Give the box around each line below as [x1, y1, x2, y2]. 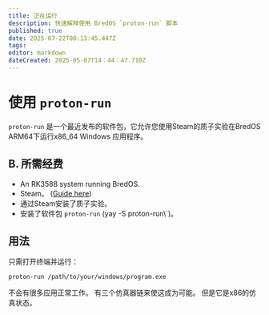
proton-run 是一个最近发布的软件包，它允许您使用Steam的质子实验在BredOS [8, 121, 261, 131]
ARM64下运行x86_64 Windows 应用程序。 [8, 131, 148, 141]
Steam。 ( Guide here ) [19, 188, 92, 198]
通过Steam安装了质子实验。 [19, 198, 112, 208]
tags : [8, 42, 26, 50]
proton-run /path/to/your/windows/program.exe [8, 273, 167, 281]
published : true [8, 26, 62, 34]
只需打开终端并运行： [8, 257, 78, 267]
